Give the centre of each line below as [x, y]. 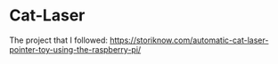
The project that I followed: [59, 40]
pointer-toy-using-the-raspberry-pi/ [75, 49]
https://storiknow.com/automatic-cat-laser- [189, 40]
